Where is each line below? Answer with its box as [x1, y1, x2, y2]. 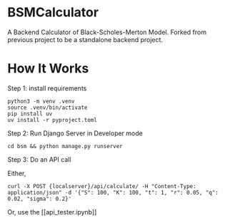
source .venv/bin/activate [7, 104, 88, 111]
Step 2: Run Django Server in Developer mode [7, 129, 143, 138]
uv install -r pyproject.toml [7, 116, 98, 123]
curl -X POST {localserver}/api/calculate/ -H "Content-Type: [7, 182, 196, 190]
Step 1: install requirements [7, 83, 87, 93]
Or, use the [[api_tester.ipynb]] [7, 207, 97, 216]
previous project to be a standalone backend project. [7, 35, 163, 43]
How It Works [7, 61, 89, 77]
